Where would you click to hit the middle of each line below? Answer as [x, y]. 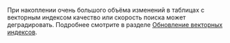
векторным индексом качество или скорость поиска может [97, 17]
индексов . [22, 32]
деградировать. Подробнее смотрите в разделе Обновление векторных [115, 25]
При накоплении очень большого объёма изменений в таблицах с [106, 10]
